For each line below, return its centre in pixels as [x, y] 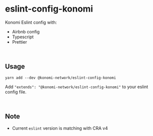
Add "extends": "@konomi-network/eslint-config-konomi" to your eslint [76, 87]
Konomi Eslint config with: [31, 22]
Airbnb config [26, 31]
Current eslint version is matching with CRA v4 [60, 128]
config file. [16, 92]
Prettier [19, 42]
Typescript [23, 37]
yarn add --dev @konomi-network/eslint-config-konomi [61, 78]
